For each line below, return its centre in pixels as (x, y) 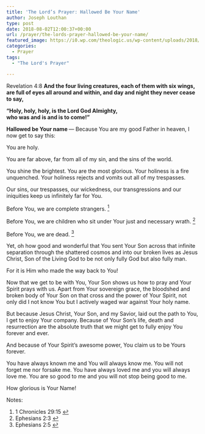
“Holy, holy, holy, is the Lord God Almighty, (62, 110)
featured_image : (27, 40)
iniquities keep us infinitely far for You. (54, 195)
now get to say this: (31, 136)
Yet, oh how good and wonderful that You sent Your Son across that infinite (101, 246)
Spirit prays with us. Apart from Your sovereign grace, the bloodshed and (98, 289)
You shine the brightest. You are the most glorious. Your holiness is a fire (98, 171)
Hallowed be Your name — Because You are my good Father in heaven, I (98, 129)
